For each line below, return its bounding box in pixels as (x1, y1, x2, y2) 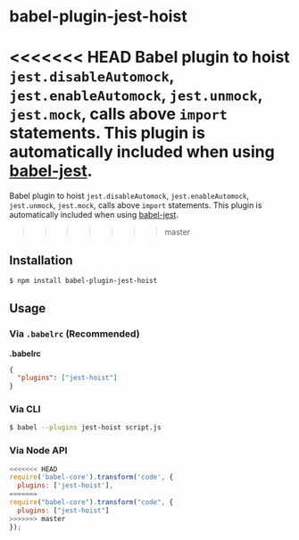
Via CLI (9, 403, 41, 416)
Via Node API (9, 444, 68, 457)
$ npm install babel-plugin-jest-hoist (9, 276, 158, 285)
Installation (9, 253, 73, 268)
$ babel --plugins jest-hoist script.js (9, 423, 162, 432)
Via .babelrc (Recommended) (9, 328, 140, 340)
